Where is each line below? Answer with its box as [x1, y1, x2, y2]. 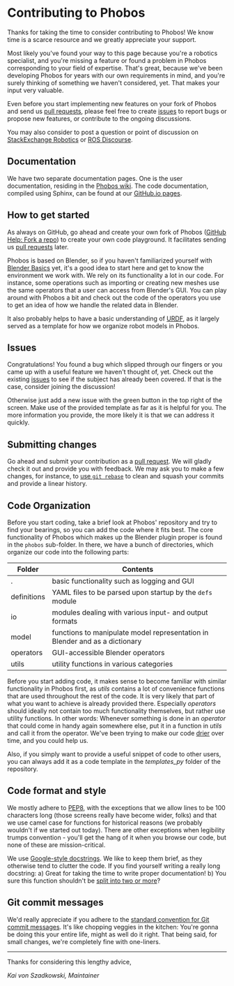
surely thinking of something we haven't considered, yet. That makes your [7, 78, 220, 87]
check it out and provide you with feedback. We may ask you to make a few [7, 464, 224, 473]
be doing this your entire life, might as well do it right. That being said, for [7, 930, 217, 939]
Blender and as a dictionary [52, 637, 142, 646]
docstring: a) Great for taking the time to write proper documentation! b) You [7, 869, 226, 877]
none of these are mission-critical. [7, 840, 106, 849]
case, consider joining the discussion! [7, 383, 116, 391]
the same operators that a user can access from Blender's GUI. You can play [7, 286, 227, 294]
